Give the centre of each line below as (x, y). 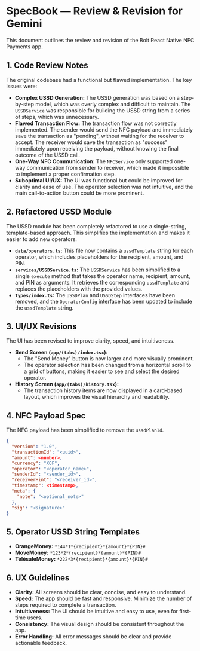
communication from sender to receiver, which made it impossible (108, 167)
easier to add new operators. (42, 239)
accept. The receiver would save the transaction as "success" (91, 142)
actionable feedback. (41, 643)
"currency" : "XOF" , (36, 463)
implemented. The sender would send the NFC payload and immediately (104, 129)
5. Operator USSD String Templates (73, 532)
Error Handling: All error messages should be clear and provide (93, 637)
